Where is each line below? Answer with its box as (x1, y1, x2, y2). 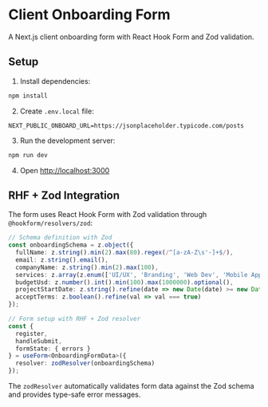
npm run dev (8, 151, 48, 159)
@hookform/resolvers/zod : (8, 218, 93, 228)
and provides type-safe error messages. (8, 389, 141, 400)
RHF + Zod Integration (8, 188, 120, 202)
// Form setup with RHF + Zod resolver (8, 315, 141, 323)
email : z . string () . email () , (15, 255, 109, 264)
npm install (8, 92, 48, 100)
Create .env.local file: (19, 106, 94, 116)
